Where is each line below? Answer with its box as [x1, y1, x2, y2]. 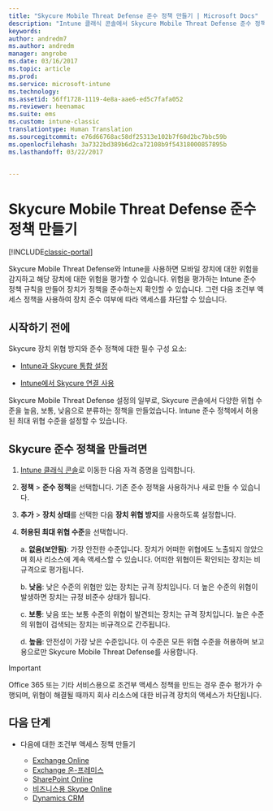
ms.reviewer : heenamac [8, 102, 85, 111]
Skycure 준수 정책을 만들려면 [8, 442, 148, 456]
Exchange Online [32, 755, 89, 765]
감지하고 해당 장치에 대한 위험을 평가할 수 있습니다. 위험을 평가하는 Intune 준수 [8, 274, 257, 284]
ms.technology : [8, 87, 60, 96]
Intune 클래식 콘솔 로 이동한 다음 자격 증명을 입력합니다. [19, 465, 196, 475]
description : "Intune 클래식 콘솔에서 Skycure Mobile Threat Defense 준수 [8, 20, 252, 28]
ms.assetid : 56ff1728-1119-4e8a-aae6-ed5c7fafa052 [8, 95, 184, 103]
